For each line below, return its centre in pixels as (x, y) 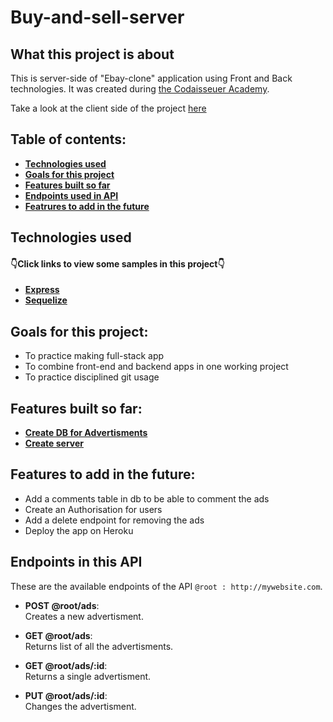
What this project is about (92, 54)
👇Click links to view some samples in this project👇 (117, 263)
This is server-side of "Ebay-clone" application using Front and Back (151, 78)
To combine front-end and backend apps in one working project (156, 367)
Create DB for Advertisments (86, 433)
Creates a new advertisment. (84, 616)
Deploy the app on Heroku (79, 530)
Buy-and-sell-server (97, 17)
